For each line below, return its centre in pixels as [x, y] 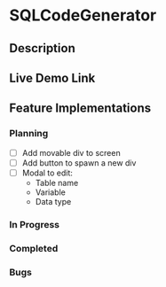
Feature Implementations [80, 109]
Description [42, 48]
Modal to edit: [47, 173]
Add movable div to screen [71, 152]
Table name [57, 182]
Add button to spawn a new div [79, 163]
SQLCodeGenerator [83, 16]
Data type [53, 201]
